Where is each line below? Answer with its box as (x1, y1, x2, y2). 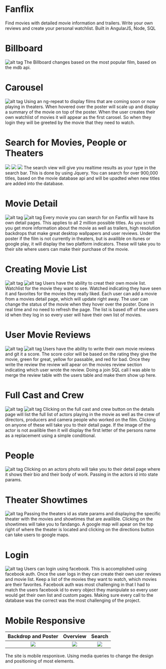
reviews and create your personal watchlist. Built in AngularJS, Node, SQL (5, 25, 156, 31)
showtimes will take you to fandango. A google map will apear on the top (5, 521, 154, 527)
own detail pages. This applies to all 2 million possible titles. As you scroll (5, 220, 155, 225)
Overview (63, 633, 87, 640)
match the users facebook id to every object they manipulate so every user (5, 587, 159, 593)
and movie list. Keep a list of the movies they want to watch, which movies (5, 576, 157, 582)
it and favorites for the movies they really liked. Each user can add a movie (5, 290, 157, 297)
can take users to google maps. (5, 532, 69, 538)
